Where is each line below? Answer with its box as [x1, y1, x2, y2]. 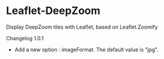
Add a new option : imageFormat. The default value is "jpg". [14, 46, 159, 53]
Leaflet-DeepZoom [6, 4, 101, 18]
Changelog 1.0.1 [6, 34, 44, 41]
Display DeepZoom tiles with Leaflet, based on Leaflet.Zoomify [6, 23, 158, 30]
